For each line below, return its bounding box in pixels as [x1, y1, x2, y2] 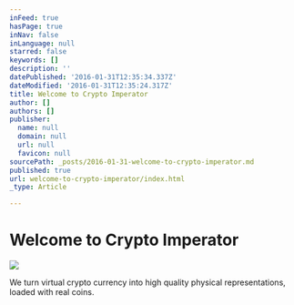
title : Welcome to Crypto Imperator [9, 89, 148, 98]
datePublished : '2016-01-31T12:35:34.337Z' [9, 73, 177, 82]
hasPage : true [9, 22, 64, 31]
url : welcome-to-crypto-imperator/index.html [9, 174, 185, 183]
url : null [17, 140, 55, 149]
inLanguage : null [9, 38, 76, 48]
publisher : [9, 115, 51, 124]
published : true [9, 166, 71, 175]
